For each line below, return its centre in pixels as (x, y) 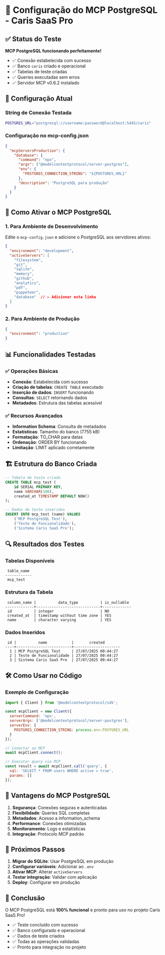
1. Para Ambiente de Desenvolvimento (52, 226)
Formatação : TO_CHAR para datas (47, 437)
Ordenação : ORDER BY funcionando (49, 442)
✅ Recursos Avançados (34, 416)
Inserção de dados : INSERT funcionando (53, 392)
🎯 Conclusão (25, 898)
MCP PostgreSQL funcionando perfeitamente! (53, 51)
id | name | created (56, 642)
